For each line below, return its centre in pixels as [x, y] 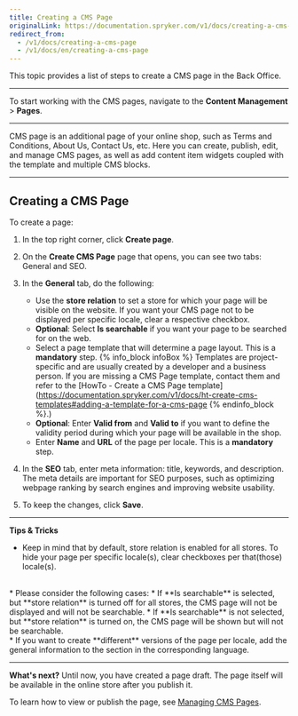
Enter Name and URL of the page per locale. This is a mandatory [154, 442]
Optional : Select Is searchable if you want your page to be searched [161, 329]
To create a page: [41, 222]
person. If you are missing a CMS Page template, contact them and [158, 376]
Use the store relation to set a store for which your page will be [151, 300]
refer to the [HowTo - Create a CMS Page [110, 385]
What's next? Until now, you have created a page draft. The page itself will [146, 675]
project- [263, 357]
